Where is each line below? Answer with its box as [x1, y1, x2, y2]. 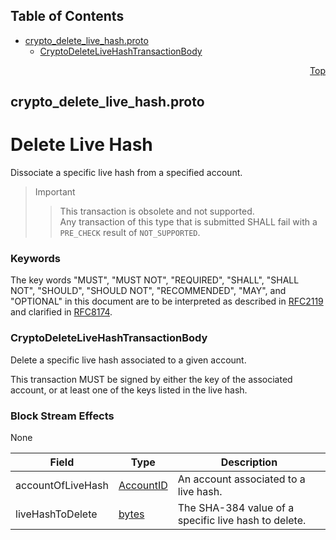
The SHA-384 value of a [177, 501, 295, 515]
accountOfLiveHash [15, 479, 109, 493]
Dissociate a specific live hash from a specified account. [10, 167, 243, 179]
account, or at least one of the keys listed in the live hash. [10, 384, 248, 396]
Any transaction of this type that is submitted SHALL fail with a [59, 216, 318, 228]
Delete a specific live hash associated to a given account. [10, 354, 247, 366]
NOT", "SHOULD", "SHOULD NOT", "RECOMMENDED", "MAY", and [10, 285, 287, 297]
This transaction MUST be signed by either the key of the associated [10, 373, 293, 385]
